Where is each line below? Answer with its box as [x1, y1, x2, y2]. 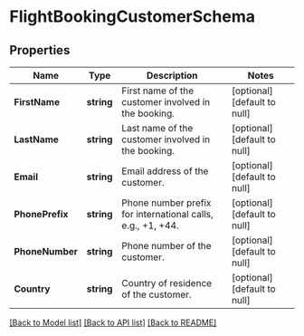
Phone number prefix [121, 197, 212, 209]
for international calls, [121, 208, 214, 220]
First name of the [121, 84, 195, 97]
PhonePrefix [14, 208, 69, 220]
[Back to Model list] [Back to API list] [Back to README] [9, 317, 217, 328]
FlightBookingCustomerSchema [9, 6, 256, 27]
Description [146, 70, 198, 82]
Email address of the [121, 165, 209, 178]
